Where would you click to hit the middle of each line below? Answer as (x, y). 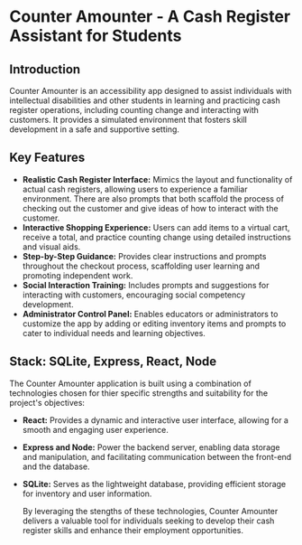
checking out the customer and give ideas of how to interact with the (150, 208)
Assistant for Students (96, 36)
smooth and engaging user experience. (96, 429)
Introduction (45, 69)
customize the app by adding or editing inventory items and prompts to (154, 324)
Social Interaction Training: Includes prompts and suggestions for (146, 285)
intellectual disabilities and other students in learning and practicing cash (145, 100)
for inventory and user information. (87, 493)
